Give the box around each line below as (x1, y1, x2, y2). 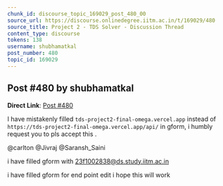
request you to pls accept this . (7, 130, 97, 138)
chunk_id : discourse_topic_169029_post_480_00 (7, 10, 146, 18)
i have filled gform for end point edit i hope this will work (7, 170, 171, 179)
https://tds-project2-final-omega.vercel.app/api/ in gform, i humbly (7, 122, 213, 130)
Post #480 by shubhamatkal (7, 82, 134, 94)
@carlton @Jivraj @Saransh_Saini (7, 143, 106, 151)
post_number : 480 (7, 50, 58, 57)
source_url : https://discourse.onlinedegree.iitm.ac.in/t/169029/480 (7, 17, 216, 24)
